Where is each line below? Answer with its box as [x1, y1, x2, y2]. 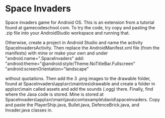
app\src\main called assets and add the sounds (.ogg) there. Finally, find [5, 86, 153, 92]
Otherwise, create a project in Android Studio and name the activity [5, 39, 143, 45]
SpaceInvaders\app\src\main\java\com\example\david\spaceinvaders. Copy [5, 96, 160, 102]
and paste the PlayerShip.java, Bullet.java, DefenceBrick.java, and [5, 102, 140, 108]
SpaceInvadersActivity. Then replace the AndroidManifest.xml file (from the [5, 45, 160, 51]
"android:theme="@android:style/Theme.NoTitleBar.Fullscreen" [5, 60, 136, 66]
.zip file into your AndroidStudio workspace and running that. [5, 30, 130, 36]
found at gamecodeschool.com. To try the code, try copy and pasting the [5, 24, 156, 30]
